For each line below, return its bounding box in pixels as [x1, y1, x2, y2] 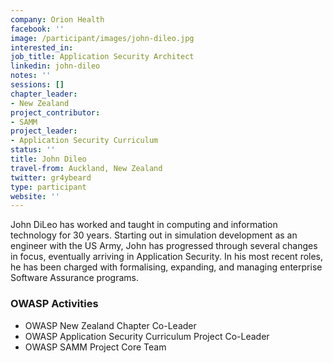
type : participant [10, 182, 87, 192]
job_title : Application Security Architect [10, 52, 195, 62]
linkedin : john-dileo [10, 61, 101, 71]
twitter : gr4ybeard [10, 172, 92, 183]
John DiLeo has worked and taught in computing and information [10, 219, 278, 231]
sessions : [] [10, 80, 65, 90]
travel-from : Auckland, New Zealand [10, 163, 163, 173]
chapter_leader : [10, 89, 78, 99]
